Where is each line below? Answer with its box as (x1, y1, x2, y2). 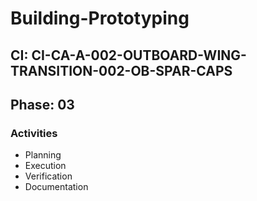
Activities (10, 126, 58, 140)
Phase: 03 (10, 96, 75, 113)
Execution (24, 160, 67, 172)
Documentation (24, 181, 89, 193)
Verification (24, 170, 73, 182)
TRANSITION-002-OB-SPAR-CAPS (10, 62, 233, 79)
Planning (24, 149, 62, 161)
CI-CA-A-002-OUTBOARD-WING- (31, 47, 247, 64)
